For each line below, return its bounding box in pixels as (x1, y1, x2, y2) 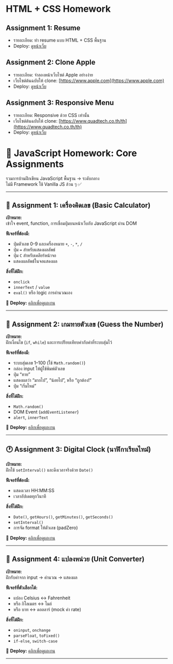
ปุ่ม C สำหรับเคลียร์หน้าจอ (13, 252, 56, 259)
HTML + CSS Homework (6, 3, 111, 15)
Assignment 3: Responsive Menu (6, 99, 114, 107)
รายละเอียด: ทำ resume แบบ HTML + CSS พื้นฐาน (13, 37, 107, 43)
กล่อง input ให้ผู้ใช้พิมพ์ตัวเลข (13, 365, 65, 372)
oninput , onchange (13, 627, 51, 633)
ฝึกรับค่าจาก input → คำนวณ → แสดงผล (6, 574, 78, 580)
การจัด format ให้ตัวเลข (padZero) (13, 524, 79, 531)
